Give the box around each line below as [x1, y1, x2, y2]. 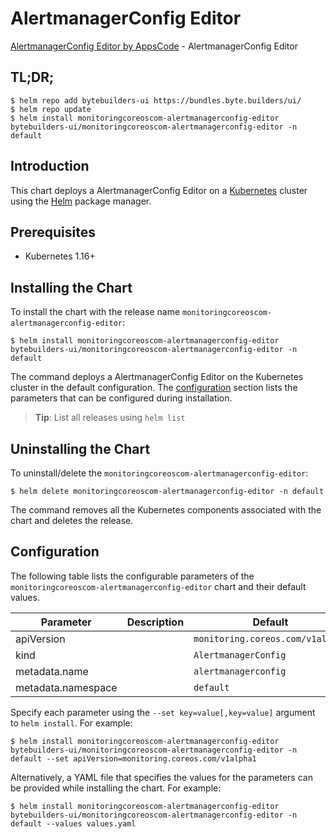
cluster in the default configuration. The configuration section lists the [10, 382, 298, 394]
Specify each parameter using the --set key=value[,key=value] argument [10, 706, 316, 718]
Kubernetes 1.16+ [24, 250, 96, 262]
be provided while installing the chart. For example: [10, 782, 222, 794]
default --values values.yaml [10, 818, 137, 829]
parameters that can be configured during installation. [10, 392, 233, 404]
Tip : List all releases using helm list [34, 412, 186, 424]
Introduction [10, 158, 90, 175]
